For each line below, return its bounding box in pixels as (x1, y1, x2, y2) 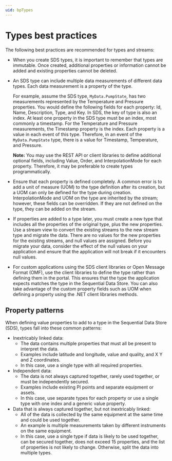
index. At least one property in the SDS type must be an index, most (12, 115, 157, 121)
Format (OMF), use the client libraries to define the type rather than (12, 269, 156, 275)
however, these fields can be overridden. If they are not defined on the (12, 200, 163, 206)
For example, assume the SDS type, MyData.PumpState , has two (12, 93, 146, 99)
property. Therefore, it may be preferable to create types (12, 163, 133, 169)
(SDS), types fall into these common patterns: (5, 325, 102, 331)
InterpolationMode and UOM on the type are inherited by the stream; (12, 195, 158, 201)
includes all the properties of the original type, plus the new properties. (12, 221, 163, 227)
